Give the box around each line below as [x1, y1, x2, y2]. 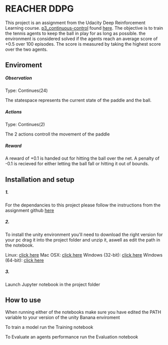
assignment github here [5, 207, 54, 213]
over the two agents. [5, 46, 48, 52]
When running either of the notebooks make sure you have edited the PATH [5, 309, 161, 315]
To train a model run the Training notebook [5, 324, 94, 330]
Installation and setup [5, 175, 75, 184]
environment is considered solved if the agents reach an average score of [5, 36, 158, 42]
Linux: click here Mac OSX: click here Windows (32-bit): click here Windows [5, 252, 163, 258]
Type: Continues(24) [5, 87, 48, 93]
